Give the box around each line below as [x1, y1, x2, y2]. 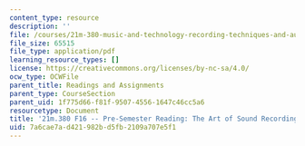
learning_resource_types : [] [9, 55, 120, 64]
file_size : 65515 [9, 38, 75, 48]
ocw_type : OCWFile [9, 73, 79, 82]
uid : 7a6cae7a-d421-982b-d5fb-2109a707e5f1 [9, 123, 177, 132]
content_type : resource [9, 13, 100, 23]
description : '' [9, 22, 71, 31]
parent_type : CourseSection [9, 89, 116, 98]
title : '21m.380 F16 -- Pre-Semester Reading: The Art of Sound [9, 114, 258, 123]
